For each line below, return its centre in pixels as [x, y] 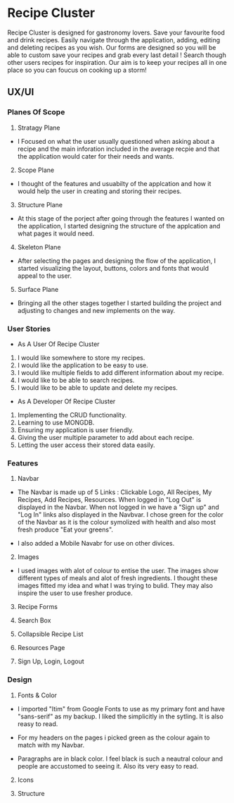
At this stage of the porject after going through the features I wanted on [121, 218]
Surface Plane [38, 289]
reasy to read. [38, 723]
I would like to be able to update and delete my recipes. [97, 387]
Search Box [34, 620]
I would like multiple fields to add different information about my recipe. [121, 372]
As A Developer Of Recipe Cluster [66, 401]
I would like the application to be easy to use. [83, 365]
